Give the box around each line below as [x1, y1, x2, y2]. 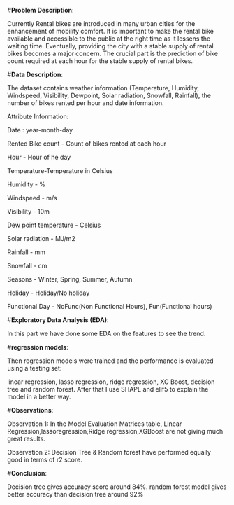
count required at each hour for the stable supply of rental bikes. [7, 57, 193, 65]
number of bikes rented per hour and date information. [7, 99, 164, 107]
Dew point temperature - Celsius [7, 221, 101, 229]
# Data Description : [7, 70, 63, 78]
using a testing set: [7, 364, 62, 372]
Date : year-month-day [7, 126, 73, 134]
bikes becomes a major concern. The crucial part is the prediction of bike [7, 49, 219, 57]
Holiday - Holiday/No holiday [7, 289, 90, 297]
